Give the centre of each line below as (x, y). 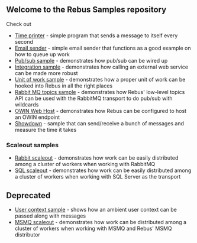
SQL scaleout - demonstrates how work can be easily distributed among (103, 170)
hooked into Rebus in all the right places (64, 86)
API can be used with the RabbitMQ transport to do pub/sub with (93, 98)
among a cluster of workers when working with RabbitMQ (85, 164)
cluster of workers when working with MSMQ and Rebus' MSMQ (93, 228)
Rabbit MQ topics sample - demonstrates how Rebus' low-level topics (100, 92)
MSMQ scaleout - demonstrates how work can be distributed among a (101, 222)
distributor (27, 234)
